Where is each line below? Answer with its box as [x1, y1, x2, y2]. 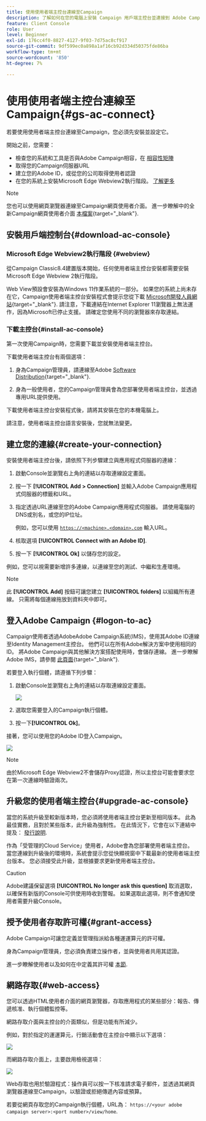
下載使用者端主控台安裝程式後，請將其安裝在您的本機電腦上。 [6, 406, 162, 414]
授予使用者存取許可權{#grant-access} [6, 917, 153, 927]
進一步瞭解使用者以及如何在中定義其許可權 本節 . [6, 960, 128, 968]
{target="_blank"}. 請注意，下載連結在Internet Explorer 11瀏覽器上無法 [12, 301, 188, 308]
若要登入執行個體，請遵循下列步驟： [6, 669, 98, 676]
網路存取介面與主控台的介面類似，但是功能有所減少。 [6, 1018, 141, 1025]
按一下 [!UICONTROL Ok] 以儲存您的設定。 [15, 550, 124, 558]
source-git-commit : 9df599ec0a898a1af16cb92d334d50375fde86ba [6, 44, 169, 50]
